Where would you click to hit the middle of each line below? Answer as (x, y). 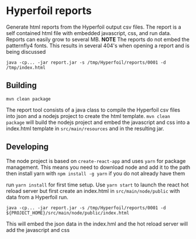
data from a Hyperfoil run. (37, 197)
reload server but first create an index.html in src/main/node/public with (93, 190)
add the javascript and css (38, 230)
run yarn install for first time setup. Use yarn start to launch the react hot (97, 185)
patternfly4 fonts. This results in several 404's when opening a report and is (98, 46)
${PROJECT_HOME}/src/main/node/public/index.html (68, 213)
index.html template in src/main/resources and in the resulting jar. (85, 128)
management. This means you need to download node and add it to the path (98, 167)
